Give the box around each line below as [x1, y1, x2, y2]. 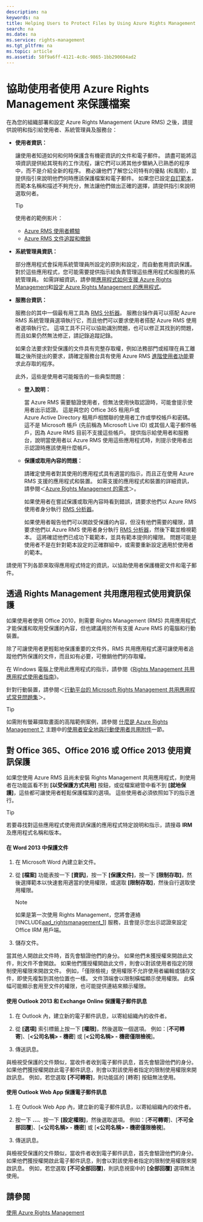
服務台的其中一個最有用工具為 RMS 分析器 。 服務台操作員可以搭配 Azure [14, 309, 196, 316]
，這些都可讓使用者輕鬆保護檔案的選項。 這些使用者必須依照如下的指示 [13, 789, 190, 796]
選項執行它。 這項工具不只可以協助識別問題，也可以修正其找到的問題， [20, 324, 197, 331]
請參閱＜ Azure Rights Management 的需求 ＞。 [24, 485, 140, 492]
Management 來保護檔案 [6, 97, 130, 111]
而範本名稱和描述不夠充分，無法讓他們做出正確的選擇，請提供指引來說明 [14, 182, 195, 189]
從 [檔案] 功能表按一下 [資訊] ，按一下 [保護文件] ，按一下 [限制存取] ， [14, 871, 187, 879]
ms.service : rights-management [6, 37, 85, 43]
